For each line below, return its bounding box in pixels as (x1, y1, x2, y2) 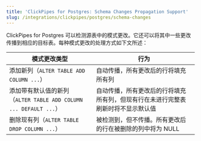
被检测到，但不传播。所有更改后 (96, 115, 187, 124)
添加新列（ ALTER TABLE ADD (9, 66, 86, 75)
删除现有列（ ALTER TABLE (9, 115, 80, 124)
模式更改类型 (32, 54, 68, 63)
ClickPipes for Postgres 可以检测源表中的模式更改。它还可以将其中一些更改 (6, 31, 191, 39)
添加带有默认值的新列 (9, 86, 70, 94)
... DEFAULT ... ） (9, 104, 62, 112)
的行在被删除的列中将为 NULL (96, 124, 179, 133)
